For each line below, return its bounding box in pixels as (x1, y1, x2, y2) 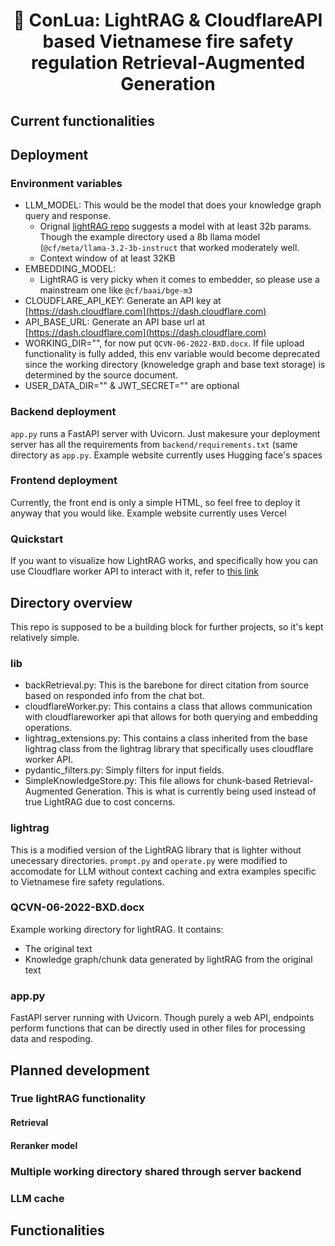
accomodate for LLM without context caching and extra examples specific (10, 865, 317, 877)
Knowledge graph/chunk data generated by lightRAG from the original (24, 953, 313, 965)
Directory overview (10, 594, 133, 611)
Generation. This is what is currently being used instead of (75, 785, 317, 798)
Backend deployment (10, 405, 117, 419)
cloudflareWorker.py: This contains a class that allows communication (24, 700, 313, 713)
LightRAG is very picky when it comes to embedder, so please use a (39, 274, 320, 286)
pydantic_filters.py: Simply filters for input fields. (24, 764, 225, 776)
